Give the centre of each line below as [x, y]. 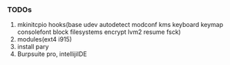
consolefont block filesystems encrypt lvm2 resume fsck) [99, 32]
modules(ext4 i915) [45, 39]
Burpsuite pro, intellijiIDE [52, 54]
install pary [33, 47]
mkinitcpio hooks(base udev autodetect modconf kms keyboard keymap [120, 25]
